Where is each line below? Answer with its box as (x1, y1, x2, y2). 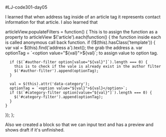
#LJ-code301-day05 (5, 4, 48, 10)
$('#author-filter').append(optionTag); (14, 68, 99, 73)
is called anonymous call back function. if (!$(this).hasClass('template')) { (5, 39, 156, 45)
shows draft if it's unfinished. (5, 127, 65, 133)
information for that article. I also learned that (5, 19, 98, 25)
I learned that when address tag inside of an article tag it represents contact (5, 14, 161, 19)
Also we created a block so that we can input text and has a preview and (5, 122, 154, 128)
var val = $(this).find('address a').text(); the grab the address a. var (5, 45, 143, 50)
